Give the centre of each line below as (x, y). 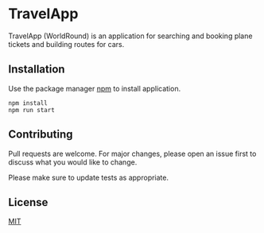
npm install (28, 103)
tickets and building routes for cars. (66, 44)
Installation (37, 70)
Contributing (41, 135)
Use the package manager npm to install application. (95, 88)
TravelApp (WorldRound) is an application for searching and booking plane (130, 36)
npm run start (32, 110)
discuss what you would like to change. (73, 162)
